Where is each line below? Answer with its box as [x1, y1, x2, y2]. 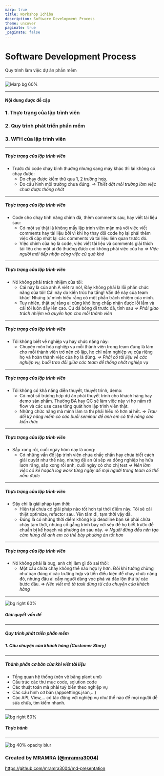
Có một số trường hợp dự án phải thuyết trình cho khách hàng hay [19, 392, 152, 398]
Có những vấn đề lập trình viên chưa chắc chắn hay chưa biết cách [19, 452, 155, 458]
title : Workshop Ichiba [5, 12, 54, 17]
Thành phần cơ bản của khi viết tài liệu [5, 661, 86, 667]
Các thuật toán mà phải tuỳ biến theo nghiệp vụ [12, 684, 108, 690]
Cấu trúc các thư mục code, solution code [12, 679, 97, 685]
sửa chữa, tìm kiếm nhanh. [12, 700, 66, 705]
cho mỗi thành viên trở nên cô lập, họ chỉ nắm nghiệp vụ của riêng [19, 349, 153, 355]
